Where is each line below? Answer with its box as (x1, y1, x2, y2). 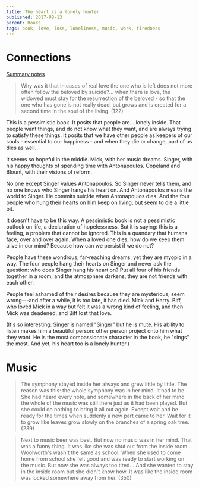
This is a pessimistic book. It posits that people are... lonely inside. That (6, 119, 181, 126)
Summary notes (6, 71, 45, 78)
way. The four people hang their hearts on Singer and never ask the (6, 260, 172, 267)
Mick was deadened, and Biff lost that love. (6, 310, 112, 317)
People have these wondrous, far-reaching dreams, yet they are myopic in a (6, 254, 192, 261)
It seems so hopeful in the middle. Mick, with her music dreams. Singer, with (6, 156, 193, 163)
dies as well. (6, 144, 37, 152)
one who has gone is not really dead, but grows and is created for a (20, 101, 187, 108)
